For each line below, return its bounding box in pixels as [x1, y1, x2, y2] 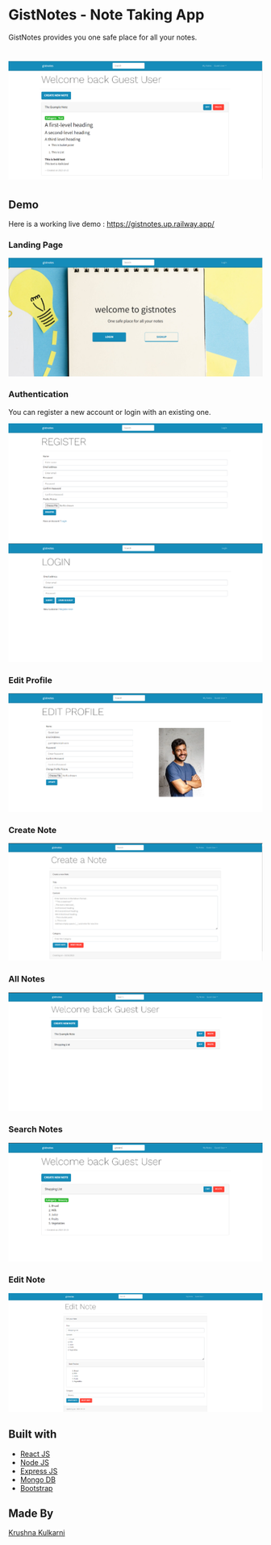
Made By [8, 1507, 54, 1521]
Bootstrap [19, 1483, 53, 1493]
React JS [19, 1449, 51, 1459]
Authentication [8, 389, 69, 400]
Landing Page [8, 239, 64, 250]
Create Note [8, 824, 57, 835]
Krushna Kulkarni [8, 1528, 65, 1538]
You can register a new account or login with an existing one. [8, 407, 211, 417]
